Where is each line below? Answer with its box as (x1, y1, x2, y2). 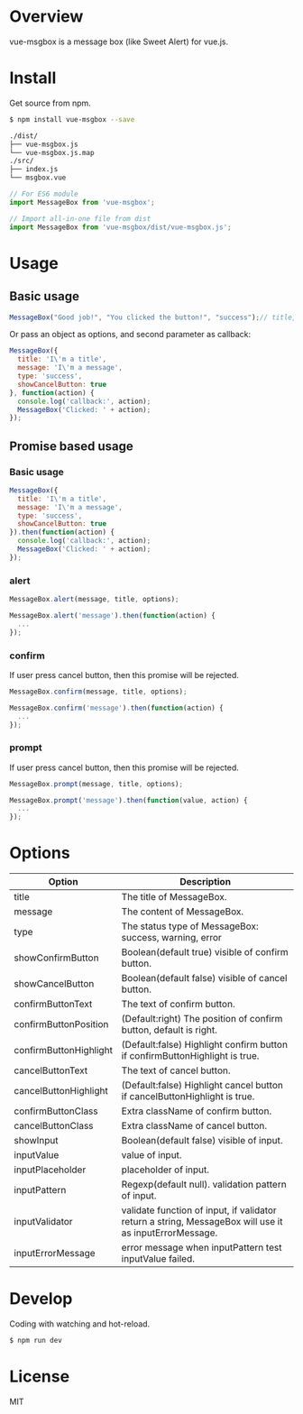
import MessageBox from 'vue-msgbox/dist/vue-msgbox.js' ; (9, 223, 232, 232)
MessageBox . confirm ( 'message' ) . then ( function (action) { (9, 703, 224, 712)
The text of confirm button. (121, 998, 236, 1011)
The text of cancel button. (121, 1064, 231, 1077)
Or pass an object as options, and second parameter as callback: (9, 329, 252, 340)
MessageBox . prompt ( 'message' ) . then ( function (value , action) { (9, 795, 248, 804)
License (9, 1366, 70, 1387)
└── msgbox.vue (9, 173, 67, 182)
